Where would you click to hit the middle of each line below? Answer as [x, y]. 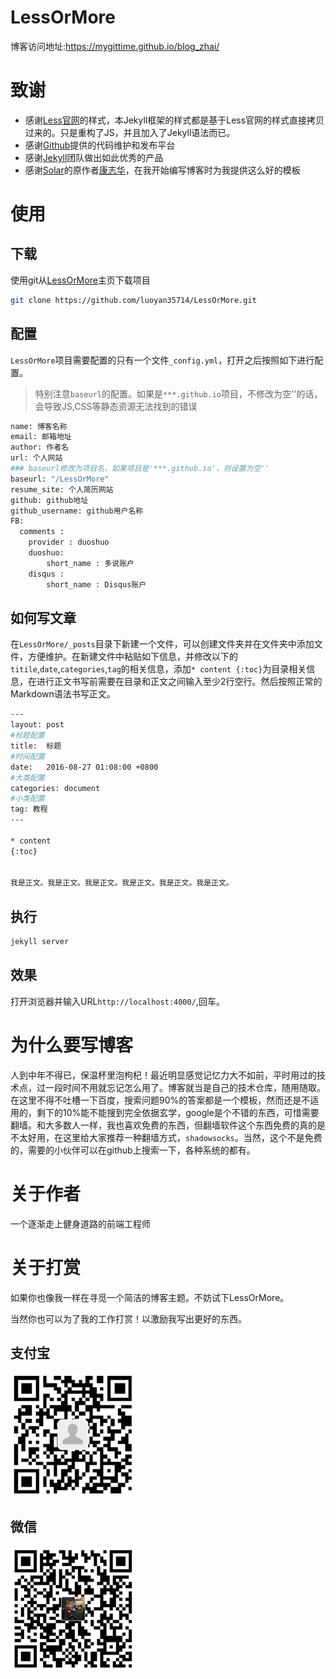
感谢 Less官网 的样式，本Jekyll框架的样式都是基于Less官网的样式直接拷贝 [174, 120]
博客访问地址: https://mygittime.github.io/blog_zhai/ [115, 46]
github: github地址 [49, 500]
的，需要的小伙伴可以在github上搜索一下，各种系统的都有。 [133, 1150]
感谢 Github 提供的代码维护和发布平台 [100, 145]
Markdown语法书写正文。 [63, 694]
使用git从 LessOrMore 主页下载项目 [80, 280]
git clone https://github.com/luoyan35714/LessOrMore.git [133, 300]
